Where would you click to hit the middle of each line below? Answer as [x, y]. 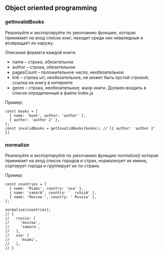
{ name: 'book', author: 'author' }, [48, 116]
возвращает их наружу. [30, 43]
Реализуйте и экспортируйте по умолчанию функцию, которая [71, 32]
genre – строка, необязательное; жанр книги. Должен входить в [79, 88]
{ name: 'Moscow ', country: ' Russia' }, [53, 197]
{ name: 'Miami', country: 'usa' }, [46, 188]
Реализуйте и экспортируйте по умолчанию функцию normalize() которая [82, 155]
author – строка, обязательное [44, 67]
